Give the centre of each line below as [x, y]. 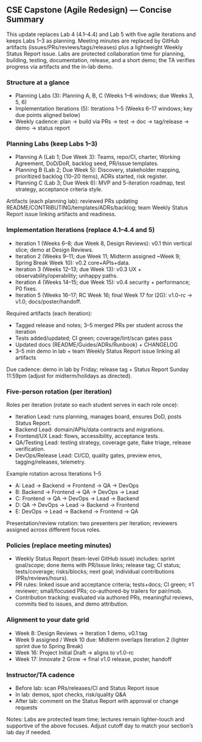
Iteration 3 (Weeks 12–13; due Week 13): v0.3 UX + [78, 269]
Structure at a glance [38, 82]
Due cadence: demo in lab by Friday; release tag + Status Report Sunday [98, 369]
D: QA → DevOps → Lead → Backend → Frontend [77, 505]
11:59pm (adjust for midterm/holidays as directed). [69, 376]
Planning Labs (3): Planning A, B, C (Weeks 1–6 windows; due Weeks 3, [104, 96]
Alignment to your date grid [48, 620]
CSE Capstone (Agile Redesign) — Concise [89, 10]
